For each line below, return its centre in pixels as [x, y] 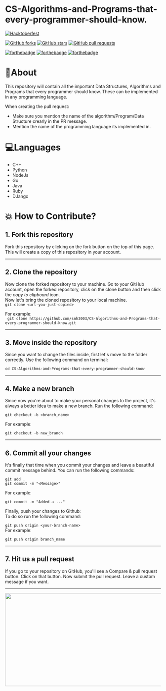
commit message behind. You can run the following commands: [70, 470]
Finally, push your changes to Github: [43, 511]
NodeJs [20, 175]
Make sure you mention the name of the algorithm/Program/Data [78, 116]
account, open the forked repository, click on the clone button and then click [83, 289]
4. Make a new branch [40, 389]
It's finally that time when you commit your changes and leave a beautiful [80, 465]
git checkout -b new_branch [34, 433]
